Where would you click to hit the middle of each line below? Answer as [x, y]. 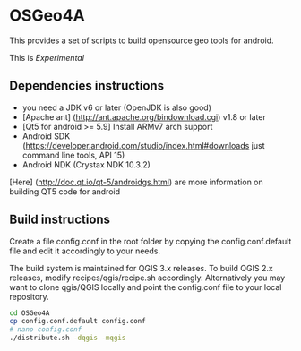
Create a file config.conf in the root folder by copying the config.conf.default [150, 241]
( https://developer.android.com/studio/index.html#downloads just [143, 145]
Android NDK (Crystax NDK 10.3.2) [86, 164]
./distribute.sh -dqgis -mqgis [68, 338]
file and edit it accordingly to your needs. [85, 251]
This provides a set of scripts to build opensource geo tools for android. [142, 40]
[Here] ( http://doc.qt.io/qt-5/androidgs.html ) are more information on [137, 182]
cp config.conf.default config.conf [77, 321]
